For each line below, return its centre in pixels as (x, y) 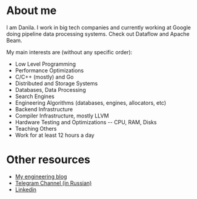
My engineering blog (41, 176)
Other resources (48, 160)
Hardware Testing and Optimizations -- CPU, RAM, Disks (86, 122)
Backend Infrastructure (44, 109)
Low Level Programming (45, 64)
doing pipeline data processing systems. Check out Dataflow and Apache (98, 33)
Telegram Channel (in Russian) (53, 183)
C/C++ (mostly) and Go (44, 77)
